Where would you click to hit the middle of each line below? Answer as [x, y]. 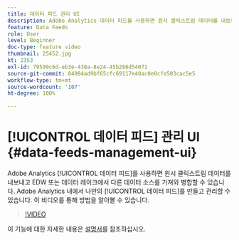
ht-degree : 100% [31, 93]
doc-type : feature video [44, 47]
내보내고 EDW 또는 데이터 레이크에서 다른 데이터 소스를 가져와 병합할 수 [107, 182]
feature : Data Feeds [38, 27]
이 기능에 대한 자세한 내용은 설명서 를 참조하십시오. [77, 229]
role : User [23, 34]
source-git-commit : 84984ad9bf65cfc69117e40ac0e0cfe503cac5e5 [101, 73]
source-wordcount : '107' [44, 87]
